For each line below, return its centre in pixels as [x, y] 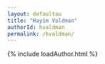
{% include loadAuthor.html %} [52, 54]
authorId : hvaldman [36, 27]
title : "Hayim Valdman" [43, 21]
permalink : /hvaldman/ [41, 34]
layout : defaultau [34, 14]
